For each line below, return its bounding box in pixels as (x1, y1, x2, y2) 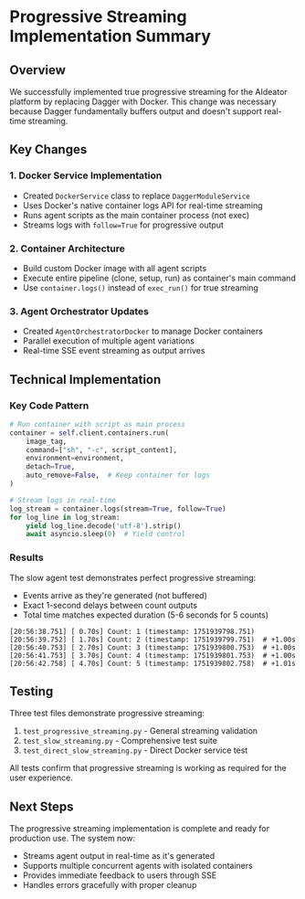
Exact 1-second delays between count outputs (22, 599, 198, 610)
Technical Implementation (9, 372, 162, 387)
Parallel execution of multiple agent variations (22, 335, 195, 346)
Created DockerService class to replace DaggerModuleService (22, 190, 251, 201)
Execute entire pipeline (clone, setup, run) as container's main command (22, 272, 297, 283)
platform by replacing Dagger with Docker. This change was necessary (9, 96, 277, 107)
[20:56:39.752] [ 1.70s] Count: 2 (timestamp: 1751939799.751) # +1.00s (9, 635, 297, 644)
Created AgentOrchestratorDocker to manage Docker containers (22, 326, 263, 337)
